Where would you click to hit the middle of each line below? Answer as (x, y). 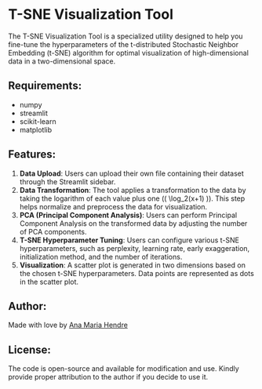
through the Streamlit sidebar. (67, 181)
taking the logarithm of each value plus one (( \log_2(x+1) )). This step (132, 198)
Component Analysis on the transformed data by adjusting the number (133, 223)
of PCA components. (53, 231)
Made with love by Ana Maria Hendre (68, 325)
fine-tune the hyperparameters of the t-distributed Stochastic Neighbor (124, 44)
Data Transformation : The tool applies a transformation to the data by (133, 190)
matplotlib (36, 129)
